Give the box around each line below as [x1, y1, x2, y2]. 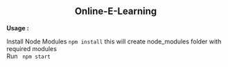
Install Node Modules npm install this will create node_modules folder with [6, 37, 222, 46]
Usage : [6, 23, 29, 32]
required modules [6, 44, 57, 52]
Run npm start [6, 52, 51, 60]
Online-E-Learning [74, 6, 157, 17]
